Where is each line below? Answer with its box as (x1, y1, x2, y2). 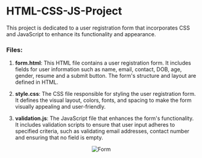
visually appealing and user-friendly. (14, 103, 106, 110)
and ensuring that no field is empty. (14, 134, 104, 141)
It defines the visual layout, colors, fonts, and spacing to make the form (14, 96, 192, 104)
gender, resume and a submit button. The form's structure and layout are (14, 72, 197, 80)
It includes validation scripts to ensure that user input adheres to (14, 121, 175, 128)
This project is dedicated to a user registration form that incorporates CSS (6, 24, 190, 31)
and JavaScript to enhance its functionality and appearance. (6, 30, 156, 37)
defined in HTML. (14, 78, 58, 86)
